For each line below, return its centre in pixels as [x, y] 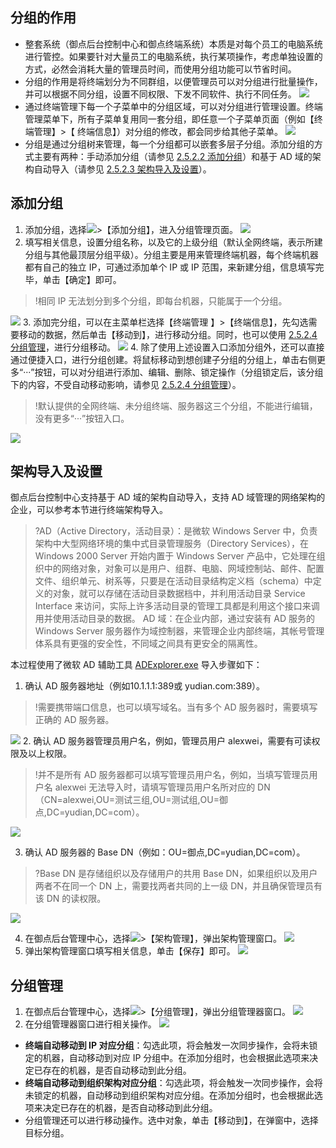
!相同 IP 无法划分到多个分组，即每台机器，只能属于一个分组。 [161, 300]
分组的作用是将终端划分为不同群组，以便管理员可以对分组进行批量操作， [173, 81]
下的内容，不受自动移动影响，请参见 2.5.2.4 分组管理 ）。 [126, 384]
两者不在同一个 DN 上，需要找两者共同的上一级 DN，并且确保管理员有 [178, 886]
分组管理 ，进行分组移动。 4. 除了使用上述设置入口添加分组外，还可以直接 [167, 347]
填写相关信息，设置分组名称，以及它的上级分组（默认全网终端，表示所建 [173, 242]
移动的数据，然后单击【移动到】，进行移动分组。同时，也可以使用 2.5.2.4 [168, 334]
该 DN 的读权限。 [70, 899]
